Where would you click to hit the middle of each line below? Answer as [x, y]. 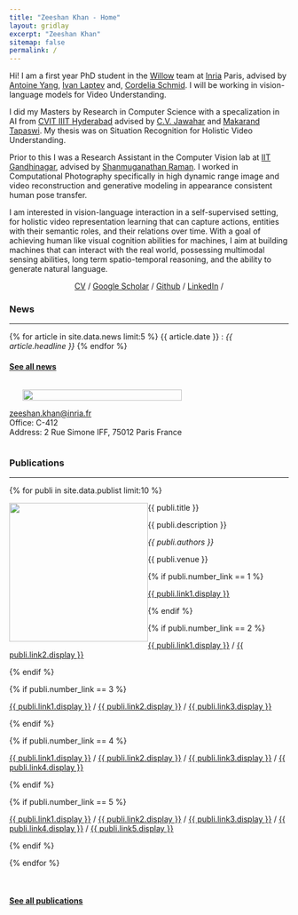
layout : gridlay [39, 26]
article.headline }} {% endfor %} [68, 346]
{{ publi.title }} [173, 507]
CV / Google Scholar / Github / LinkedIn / [149, 286]
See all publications [46, 900]
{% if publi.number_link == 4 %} [68, 740]
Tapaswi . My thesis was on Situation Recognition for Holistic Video [131, 131]
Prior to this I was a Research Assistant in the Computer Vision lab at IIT [140, 157]
